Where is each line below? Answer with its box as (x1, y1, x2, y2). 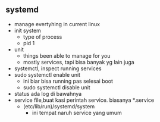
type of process (23, 33, 62, 40)
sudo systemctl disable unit (23, 83, 90, 91)
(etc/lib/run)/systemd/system (23, 102, 95, 110)
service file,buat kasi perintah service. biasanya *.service (14, 96, 155, 104)
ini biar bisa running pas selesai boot (23, 77, 114, 85)
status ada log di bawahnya (14, 90, 82, 97)
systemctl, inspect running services (14, 65, 102, 72)
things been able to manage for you (23, 52, 111, 59)
